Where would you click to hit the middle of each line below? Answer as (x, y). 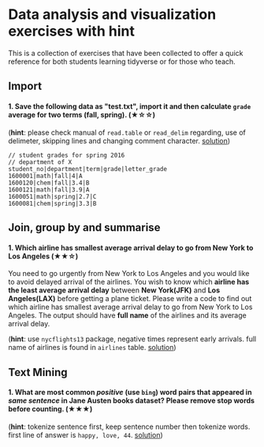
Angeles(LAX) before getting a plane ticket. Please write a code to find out (130, 299)
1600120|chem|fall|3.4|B (49, 183)
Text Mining (38, 372)
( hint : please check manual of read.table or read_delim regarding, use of (127, 132)
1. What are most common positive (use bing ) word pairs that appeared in (130, 393)
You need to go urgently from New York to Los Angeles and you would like (129, 274)
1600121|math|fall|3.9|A (49, 190)
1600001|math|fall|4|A (45, 176)
